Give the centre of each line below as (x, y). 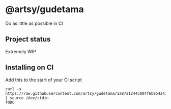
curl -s (13, 89)
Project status (28, 39)
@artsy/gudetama (45, 9)
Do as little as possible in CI (34, 23)
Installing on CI (30, 68)
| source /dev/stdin (27, 98)
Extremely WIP (21, 51)
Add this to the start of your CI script (44, 80)
